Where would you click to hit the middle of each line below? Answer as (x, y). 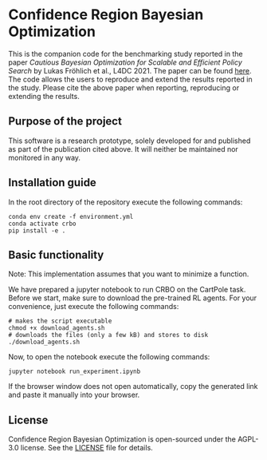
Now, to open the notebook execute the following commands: (109, 357)
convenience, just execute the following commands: (94, 307)
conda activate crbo (43, 224)
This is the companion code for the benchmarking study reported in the (126, 54)
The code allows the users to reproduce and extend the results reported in (130, 79)
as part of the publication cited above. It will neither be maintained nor (124, 149)
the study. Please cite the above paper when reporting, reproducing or (124, 87)
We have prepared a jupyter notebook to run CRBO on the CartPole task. (127, 290)
